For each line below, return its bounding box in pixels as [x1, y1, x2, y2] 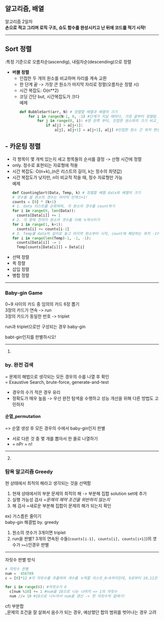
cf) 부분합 [5, 603, 24, 609]
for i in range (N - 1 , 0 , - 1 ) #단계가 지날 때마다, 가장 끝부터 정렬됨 [28, 114, 156, 119]
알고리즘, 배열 [5, 4, 44, 13]
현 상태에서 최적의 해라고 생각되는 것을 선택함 [5, 480, 91, 486]
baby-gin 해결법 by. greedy [5, 519, 59, 525]
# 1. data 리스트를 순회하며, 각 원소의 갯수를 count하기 [12, 204, 116, 209]
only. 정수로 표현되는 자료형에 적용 [12, 162, 78, 168]
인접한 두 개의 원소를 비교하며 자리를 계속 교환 [19, 75, 107, 81]
